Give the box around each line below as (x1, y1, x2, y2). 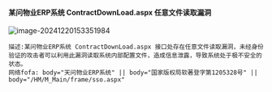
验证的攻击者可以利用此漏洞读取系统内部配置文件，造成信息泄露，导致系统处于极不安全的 (8, 52, 262, 60)
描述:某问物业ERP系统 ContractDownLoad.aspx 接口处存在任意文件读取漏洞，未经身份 (8, 43, 264, 52)
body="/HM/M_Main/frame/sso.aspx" (8, 76, 126, 84)
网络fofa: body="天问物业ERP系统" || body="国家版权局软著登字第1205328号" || (8, 69, 258, 77)
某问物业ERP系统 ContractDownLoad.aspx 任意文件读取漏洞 (8, 7, 212, 17)
